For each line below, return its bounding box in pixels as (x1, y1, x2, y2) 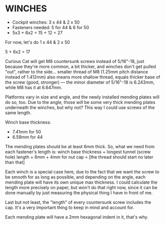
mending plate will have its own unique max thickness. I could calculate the (5, 179, 158, 185)
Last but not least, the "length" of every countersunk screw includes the (5, 199, 151, 205)
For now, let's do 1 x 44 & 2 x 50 (5, 39, 70, 45)
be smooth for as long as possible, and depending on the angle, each (5, 174, 146, 180)
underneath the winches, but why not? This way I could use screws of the (5, 104, 155, 110)
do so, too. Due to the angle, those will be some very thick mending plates (5, 99, 156, 105)
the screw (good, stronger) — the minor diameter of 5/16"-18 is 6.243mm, (5, 79, 155, 85)
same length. (5, 109, 32, 116)
